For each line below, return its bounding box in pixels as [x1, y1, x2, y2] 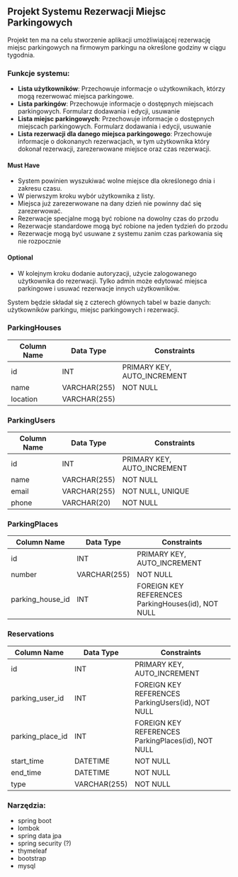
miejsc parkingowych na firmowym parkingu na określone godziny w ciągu [7, 43, 227, 52]
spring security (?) [17, 839, 72, 847]
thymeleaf [17, 847, 47, 855]
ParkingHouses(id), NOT [137, 599, 219, 609]
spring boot [17, 817, 52, 825]
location [11, 393, 38, 403]
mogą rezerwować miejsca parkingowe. [17, 92, 135, 101]
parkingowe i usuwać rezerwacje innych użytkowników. [17, 284, 181, 293]
